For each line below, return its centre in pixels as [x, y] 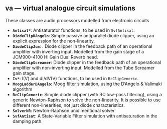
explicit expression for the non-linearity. [54, 41]
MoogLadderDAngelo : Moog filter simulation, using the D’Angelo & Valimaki [87, 84]
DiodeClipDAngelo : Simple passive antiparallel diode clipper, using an [83, 35]
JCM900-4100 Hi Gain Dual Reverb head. [55, 57]
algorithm [22, 89]
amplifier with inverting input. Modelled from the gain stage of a [78, 51]
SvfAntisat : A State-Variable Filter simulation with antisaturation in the [85, 116]
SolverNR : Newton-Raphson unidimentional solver [63, 110]
